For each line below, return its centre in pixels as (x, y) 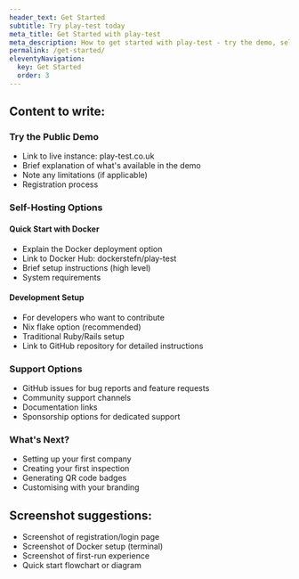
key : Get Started (49, 68)
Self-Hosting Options (56, 208)
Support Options (46, 369)
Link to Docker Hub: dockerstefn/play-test (99, 258)
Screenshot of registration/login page (91, 537)
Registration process (60, 184)
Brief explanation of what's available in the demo (112, 166)
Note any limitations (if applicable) (85, 175)
